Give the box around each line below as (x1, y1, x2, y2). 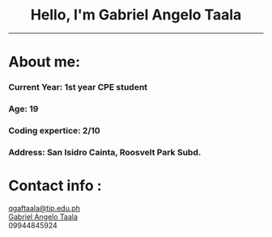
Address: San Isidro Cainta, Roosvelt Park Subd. (8, 146, 202, 158)
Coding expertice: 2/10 (8, 125, 101, 136)
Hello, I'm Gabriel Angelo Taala (30, 6, 242, 24)
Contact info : (8, 176, 103, 195)
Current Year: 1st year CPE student (8, 82, 148, 93)
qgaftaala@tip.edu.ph (8, 203, 81, 213)
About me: (8, 53, 81, 71)
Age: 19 (8, 103, 39, 114)
